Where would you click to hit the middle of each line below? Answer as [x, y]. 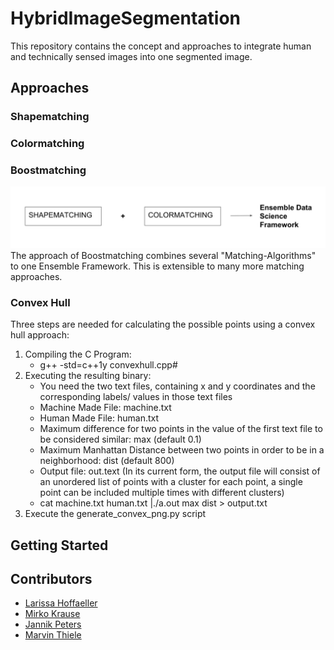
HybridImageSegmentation [126, 18]
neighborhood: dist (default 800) [107, 461]
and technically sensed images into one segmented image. [131, 56]
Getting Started [59, 545]
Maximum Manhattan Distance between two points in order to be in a [182, 450]
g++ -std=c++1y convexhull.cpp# [108, 365]
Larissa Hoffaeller [61, 603]
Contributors [51, 578]
